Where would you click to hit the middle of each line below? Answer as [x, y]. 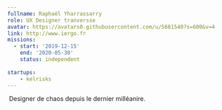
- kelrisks [36, 79]
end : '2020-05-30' [47, 53]
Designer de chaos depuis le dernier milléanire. [77, 99]
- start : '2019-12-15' [47, 46]
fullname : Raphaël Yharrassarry [54, 14]
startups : [22, 72]
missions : [22, 40]
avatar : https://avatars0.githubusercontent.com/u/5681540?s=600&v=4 [111, 27]
